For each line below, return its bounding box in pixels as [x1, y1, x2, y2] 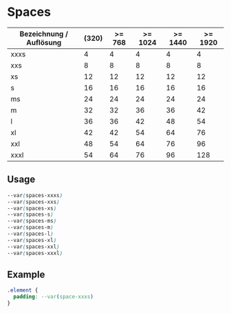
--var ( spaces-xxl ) [7, 243, 60, 250]
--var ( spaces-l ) [7, 230, 54, 237]
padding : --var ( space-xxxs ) [13, 294, 94, 301]
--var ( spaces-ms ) [7, 218, 57, 225]
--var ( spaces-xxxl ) [7, 250, 63, 256]
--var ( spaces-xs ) [7, 205, 57, 212]
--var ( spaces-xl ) [7, 236, 57, 243]
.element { [7, 287, 38, 294]
